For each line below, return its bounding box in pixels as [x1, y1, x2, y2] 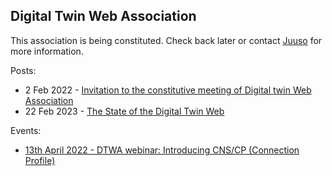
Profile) [24, 154, 56, 166]
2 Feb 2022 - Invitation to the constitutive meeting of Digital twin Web [24, 84, 312, 96]
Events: [10, 124, 42, 136]
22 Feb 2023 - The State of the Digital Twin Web [24, 105, 225, 117]
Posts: [10, 64, 37, 76]
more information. [10, 45, 84, 57]
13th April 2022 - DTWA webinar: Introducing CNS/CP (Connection [24, 144, 300, 156]
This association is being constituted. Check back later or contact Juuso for [10, 34, 323, 46]
